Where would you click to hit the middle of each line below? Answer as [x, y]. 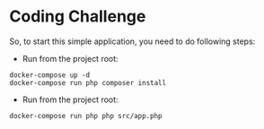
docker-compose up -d [50, 75]
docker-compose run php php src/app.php [86, 116]
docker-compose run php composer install [88, 82]
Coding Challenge [78, 17]
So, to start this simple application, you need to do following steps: [132, 41]
